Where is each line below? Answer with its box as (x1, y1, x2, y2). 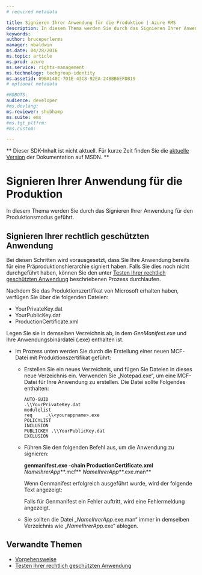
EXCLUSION (23, 433, 49, 439)
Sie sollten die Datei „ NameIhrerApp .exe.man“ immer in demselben (23, 516, 189, 523)
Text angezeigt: (23, 486, 63, 493)
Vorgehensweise (14, 555, 57, 562)
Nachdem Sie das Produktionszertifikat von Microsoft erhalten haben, (6, 287, 179, 294)
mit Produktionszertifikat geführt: (29, 354, 112, 361)
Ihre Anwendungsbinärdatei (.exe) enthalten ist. (6, 336, 124, 343)
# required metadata (6, 8, 58, 15)
